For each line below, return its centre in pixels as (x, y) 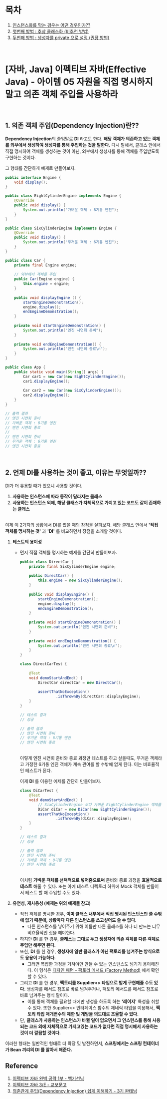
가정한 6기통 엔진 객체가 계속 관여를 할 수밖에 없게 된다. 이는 (83, 765)
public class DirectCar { (47, 562)
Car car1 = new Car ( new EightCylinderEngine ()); (75, 377)
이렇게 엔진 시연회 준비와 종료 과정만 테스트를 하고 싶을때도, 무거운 (84, 758)
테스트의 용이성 (27, 542)
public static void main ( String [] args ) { (59, 372)
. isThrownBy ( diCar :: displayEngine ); (94, 819)
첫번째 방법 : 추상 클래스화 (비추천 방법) (50, 31)
